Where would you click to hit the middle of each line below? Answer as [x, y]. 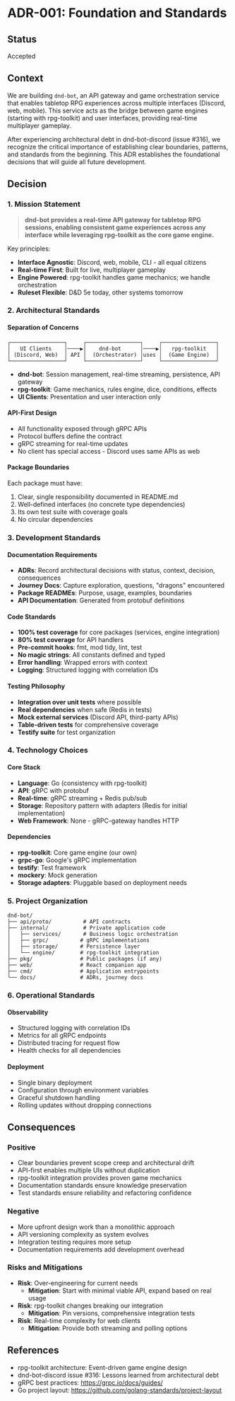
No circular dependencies [55, 520]
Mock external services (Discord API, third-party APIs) [98, 717]
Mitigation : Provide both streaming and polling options [108, 1328]
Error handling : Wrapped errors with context [83, 663]
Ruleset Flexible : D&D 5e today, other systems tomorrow [100, 292]
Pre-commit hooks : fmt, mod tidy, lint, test [80, 647]
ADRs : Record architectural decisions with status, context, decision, [116, 571]
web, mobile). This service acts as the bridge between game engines [108, 110]
